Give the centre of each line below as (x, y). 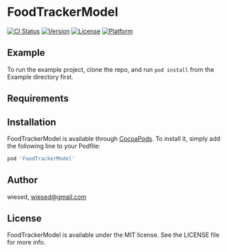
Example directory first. (40, 77)
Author (22, 180)
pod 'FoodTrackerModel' (41, 158)
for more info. (26, 242)
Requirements (38, 98)
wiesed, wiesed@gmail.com (47, 197)
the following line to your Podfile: (54, 146)
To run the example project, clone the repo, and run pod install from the (111, 69)
